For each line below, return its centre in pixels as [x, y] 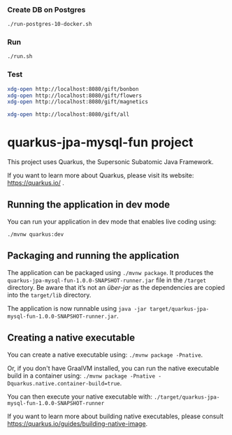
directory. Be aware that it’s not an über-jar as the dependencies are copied [116, 287]
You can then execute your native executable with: [80, 397]
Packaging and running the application [93, 256]
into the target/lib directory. [49, 295]
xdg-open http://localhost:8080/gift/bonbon [73, 89]
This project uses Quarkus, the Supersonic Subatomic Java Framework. [110, 162]
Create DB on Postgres [46, 10]
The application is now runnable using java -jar [77, 308]
